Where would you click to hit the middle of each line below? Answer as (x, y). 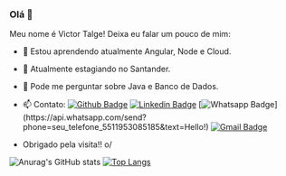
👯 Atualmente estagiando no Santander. (96, 69)
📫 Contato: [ (112, 105)
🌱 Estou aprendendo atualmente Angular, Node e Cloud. (127, 51)
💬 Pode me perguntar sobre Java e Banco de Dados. (120, 87)
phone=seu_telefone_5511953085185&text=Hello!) (116, 127)
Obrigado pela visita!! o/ (67, 144)
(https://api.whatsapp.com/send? (85, 117)
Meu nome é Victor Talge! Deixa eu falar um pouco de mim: (120, 34)
